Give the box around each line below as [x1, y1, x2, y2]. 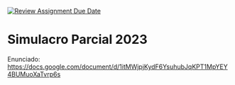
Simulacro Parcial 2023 [7, 32, 148, 47]
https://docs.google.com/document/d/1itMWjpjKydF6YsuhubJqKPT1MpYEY [7, 62, 229, 71]
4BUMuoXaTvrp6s [7, 69, 61, 78]
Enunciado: [7, 55, 40, 63]
